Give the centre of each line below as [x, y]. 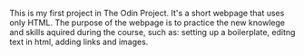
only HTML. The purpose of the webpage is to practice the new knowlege [147, 23]
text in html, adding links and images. [79, 42]
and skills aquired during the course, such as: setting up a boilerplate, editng [152, 32]
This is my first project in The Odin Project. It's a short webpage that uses [147, 13]
